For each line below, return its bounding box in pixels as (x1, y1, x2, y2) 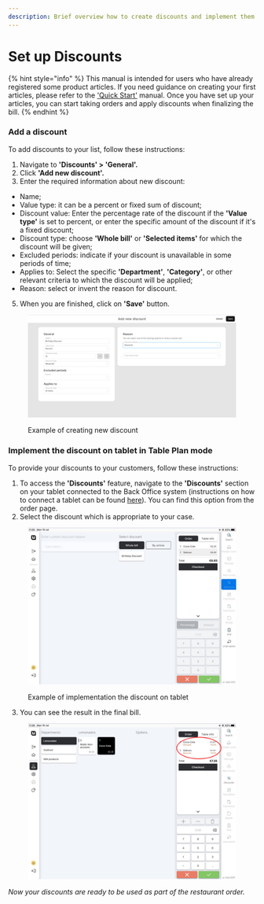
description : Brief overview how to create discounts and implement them (8, 13, 255, 20)
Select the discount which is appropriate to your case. (19, 511, 195, 521)
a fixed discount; (19, 225, 75, 234)
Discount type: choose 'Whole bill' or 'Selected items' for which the (19, 233, 242, 243)
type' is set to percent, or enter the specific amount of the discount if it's (19, 216, 256, 226)
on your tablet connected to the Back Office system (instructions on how (19, 486, 255, 496)
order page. (19, 504, 58, 513)
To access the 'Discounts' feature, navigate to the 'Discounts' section (19, 478, 249, 488)
